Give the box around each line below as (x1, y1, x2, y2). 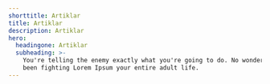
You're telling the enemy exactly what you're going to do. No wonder (22, 57, 264, 65)
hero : (8, 34, 27, 42)
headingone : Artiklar (15, 42, 88, 50)
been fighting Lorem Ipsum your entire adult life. (22, 64, 199, 72)
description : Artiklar (8, 26, 84, 34)
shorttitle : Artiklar (8, 11, 81, 20)
